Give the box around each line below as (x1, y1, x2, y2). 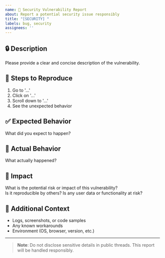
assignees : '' (5, 26, 34, 31)
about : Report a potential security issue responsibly (5, 12, 120, 17)
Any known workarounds (12, 223, 63, 228)
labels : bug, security (5, 21, 52, 26)
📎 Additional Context (5, 204, 70, 213)
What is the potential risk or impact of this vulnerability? (5, 185, 118, 191)
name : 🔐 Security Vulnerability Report (5, 7, 87, 12)
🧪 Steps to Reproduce (5, 74, 73, 83)
